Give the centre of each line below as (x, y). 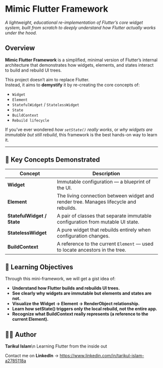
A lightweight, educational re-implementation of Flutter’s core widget (74, 22)
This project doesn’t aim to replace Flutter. (47, 79)
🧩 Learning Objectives (39, 267)
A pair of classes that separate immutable (104, 216)
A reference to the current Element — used (105, 243)
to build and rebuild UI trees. (33, 70)
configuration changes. (83, 236)
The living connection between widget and (106, 196)
